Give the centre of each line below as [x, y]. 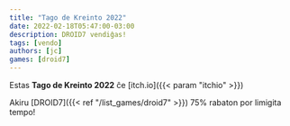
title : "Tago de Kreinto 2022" [68, 18]
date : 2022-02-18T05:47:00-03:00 [72, 26]
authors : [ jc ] [36, 51]
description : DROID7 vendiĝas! [68, 34]
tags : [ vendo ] [36, 43]
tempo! [23, 112]
